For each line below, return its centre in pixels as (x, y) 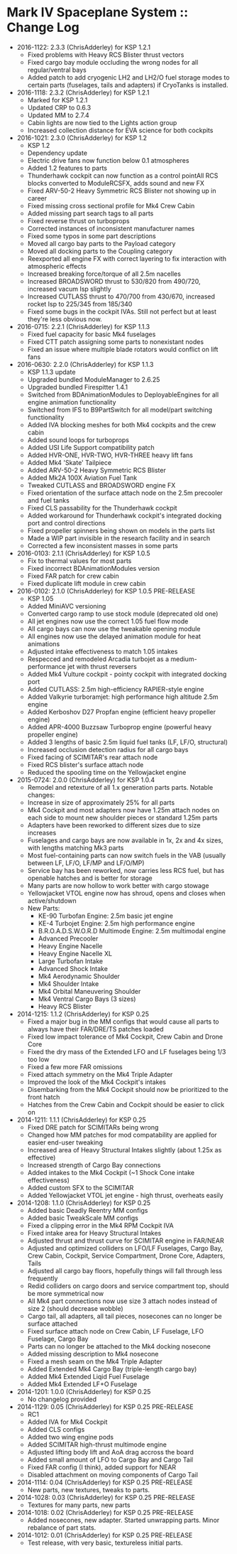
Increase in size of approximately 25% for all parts (101, 802)
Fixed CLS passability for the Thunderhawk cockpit (103, 508)
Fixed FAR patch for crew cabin (73, 576)
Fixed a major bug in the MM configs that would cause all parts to (123, 1022)
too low (38, 1059)
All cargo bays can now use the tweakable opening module (114, 628)
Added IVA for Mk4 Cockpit (67, 1422)
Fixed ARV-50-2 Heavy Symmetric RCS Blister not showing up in (122, 191)
